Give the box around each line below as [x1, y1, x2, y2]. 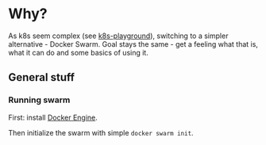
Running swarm [8, 94, 71, 105]
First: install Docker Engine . [8, 113, 98, 122]
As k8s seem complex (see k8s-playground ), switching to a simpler [8, 31, 229, 40]
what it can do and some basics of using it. [8, 48, 148, 57]
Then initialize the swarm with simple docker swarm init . [8, 128, 194, 137]
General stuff [8, 71, 75, 84]
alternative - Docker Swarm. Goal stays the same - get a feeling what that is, [8, 39, 258, 48]
